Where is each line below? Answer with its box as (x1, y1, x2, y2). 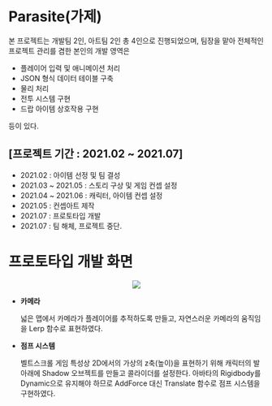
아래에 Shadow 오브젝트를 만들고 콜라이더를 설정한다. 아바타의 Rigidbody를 (19, 368, 261, 378)
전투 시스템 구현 (19, 93, 71, 103)
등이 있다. (8, 121, 39, 131)
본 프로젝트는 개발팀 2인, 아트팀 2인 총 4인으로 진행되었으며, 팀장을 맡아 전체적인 (8, 36, 264, 45)
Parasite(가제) (8, 7, 102, 26)
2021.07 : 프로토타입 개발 (19, 210, 101, 220)
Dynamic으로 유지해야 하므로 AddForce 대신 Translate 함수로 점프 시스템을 (19, 378, 261, 388)
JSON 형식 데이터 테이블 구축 (19, 73, 114, 83)
